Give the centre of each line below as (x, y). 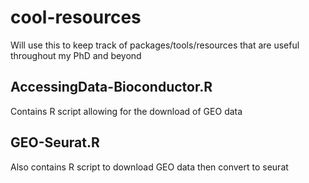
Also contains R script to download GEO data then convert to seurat (149, 167)
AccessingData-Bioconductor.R (111, 87)
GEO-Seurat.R (55, 142)
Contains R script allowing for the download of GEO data (126, 111)
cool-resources (76, 17)
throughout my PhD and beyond (76, 55)
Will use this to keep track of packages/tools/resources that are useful (155, 45)
